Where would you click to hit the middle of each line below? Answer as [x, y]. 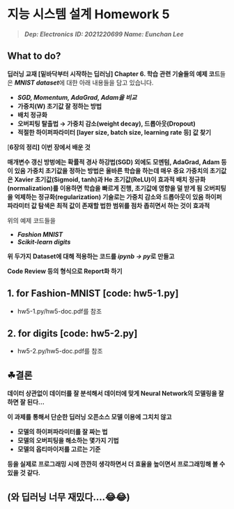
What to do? [34, 56]
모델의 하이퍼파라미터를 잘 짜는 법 [62, 432]
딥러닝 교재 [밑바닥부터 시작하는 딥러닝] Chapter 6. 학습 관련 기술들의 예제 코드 [114, 73]
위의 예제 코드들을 [31, 220]
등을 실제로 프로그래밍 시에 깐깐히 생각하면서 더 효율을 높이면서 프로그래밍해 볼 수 [116, 464]
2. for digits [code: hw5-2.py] [72, 333]
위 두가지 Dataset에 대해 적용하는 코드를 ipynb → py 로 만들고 [91, 256]
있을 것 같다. [24, 473]
